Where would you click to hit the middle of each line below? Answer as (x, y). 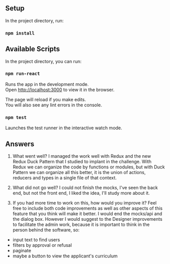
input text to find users (36, 240)
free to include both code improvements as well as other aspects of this (88, 208)
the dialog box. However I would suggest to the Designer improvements (87, 219)
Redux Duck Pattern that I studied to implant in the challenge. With (82, 161)
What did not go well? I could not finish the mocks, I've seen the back (85, 187)
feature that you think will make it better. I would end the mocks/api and (87, 214)
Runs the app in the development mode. (47, 84)
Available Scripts (32, 49)
